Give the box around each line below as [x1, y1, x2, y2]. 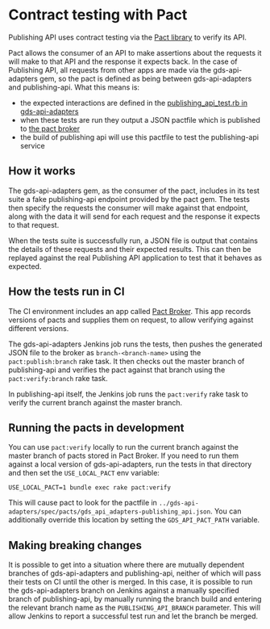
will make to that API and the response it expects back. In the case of [8, 57, 238, 66]
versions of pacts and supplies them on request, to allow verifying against [8, 315, 254, 325]
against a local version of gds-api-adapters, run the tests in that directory [8, 459, 252, 469]
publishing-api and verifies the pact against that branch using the [8, 365, 226, 375]
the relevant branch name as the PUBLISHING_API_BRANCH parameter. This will [8, 603, 260, 613]
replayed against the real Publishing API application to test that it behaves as [8, 253, 262, 262]
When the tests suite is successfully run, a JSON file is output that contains [8, 236, 258, 245]
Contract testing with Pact [8, 6, 188, 24]
